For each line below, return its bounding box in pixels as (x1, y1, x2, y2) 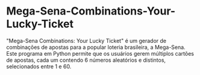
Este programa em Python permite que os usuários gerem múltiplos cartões (6, 50, 195, 57)
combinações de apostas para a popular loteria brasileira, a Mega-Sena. (6, 44, 186, 51)
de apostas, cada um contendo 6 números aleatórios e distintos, (6, 56, 166, 64)
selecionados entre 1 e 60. (6, 62, 72, 70)
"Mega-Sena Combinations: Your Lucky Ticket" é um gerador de (6, 37, 167, 44)
